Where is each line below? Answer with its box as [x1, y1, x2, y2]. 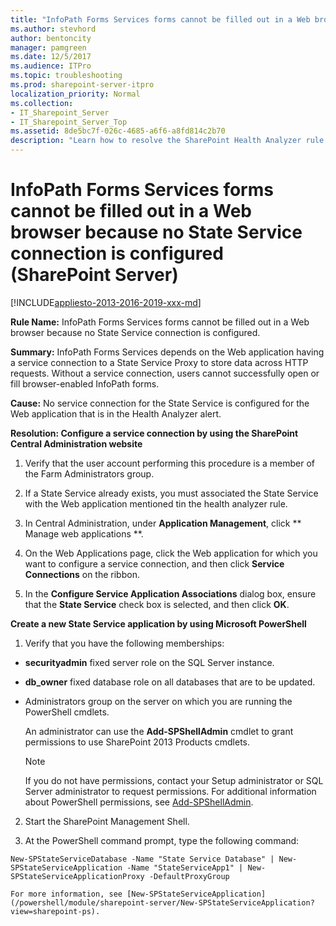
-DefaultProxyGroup [148, 871, 230, 881]
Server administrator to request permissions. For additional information [24, 785, 317, 797]
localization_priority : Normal [10, 89, 141, 99]
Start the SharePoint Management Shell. [24, 815, 190, 827]
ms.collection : [10, 98, 74, 108]
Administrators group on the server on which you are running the [24, 695, 293, 707]
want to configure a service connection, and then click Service [24, 557, 285, 570]
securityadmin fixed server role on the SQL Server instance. [24, 656, 275, 668]
